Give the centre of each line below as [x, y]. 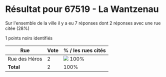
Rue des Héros [25, 58]
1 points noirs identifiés [29, 38]
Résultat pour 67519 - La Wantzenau [82, 9]
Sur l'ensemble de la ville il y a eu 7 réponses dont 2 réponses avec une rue [83, 23]
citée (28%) [17, 28]
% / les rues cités [84, 50]
